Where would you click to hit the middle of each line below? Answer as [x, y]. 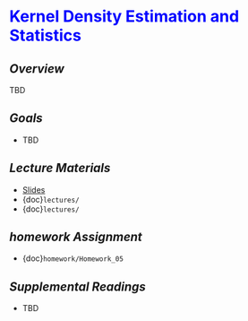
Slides [34, 189]
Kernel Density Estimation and [124, 17]
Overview [37, 69]
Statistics [46, 35]
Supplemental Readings [77, 286]
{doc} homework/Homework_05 [73, 258]
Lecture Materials [60, 168]
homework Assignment [76, 237]
